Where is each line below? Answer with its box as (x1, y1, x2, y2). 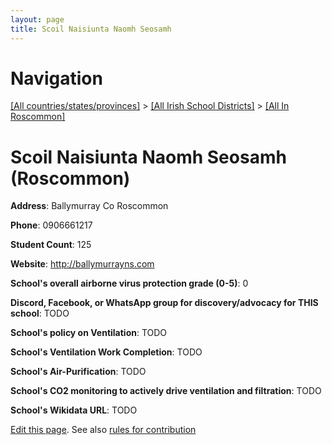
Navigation (10, 67, 103, 90)
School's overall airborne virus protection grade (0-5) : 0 (10, 277, 249, 290)
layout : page (10, 14, 65, 25)
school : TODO (10, 307, 70, 320)
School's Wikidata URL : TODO (10, 404, 138, 416)
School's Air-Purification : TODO (10, 366, 147, 378)
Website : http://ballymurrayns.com (10, 258, 155, 270)
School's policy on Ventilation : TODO (10, 327, 168, 339)
